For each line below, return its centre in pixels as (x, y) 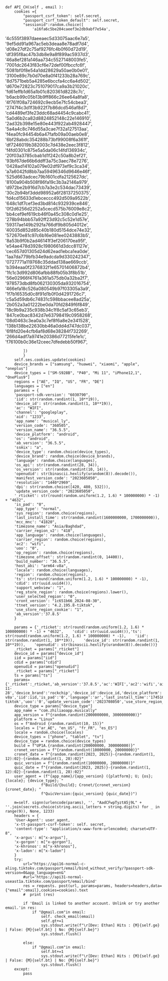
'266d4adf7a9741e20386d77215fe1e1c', (46, 336)
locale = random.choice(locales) (49, 732)
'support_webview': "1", (40, 588)
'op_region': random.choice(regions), (54, 553)
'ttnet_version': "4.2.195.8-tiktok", (54, 605)
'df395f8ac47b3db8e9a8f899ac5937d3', (47, 54)
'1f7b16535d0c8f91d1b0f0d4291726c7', (46, 294)
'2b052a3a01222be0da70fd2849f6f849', (47, 305)
